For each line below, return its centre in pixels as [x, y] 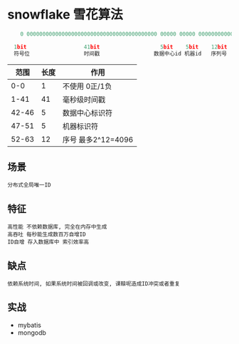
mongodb [32, 333]
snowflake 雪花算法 [65, 15]
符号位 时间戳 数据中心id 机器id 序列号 [121, 53]
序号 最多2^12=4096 [98, 140]
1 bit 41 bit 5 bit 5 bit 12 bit [121, 47]
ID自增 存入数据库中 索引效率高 [48, 242]
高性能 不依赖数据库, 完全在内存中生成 [57, 227]
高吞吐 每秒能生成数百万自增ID [47, 235]
